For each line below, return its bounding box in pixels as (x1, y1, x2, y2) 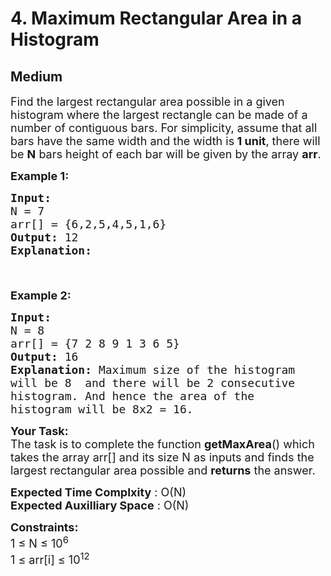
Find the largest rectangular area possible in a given (10, 95, 285, 109)
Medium (10, 68, 63, 85)
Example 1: (10, 169, 70, 183)
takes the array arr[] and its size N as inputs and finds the (10, 450, 315, 464)
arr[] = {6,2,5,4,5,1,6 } (10, 217, 167, 231)
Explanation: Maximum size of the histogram (10, 363, 296, 377)
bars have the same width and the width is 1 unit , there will (10, 134, 321, 148)
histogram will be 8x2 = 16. (10, 402, 194, 416)
